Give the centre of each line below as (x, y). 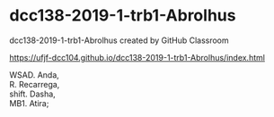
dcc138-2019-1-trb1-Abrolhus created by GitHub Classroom (119, 40)
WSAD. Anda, (35, 75)
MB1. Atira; (29, 103)
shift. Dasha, (32, 94)
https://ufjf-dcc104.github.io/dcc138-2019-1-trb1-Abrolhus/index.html (137, 57)
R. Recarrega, (35, 84)
